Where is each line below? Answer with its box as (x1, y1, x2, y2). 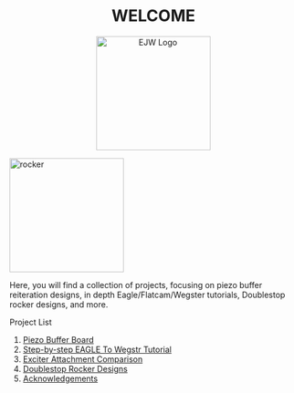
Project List (9, 316, 52, 327)
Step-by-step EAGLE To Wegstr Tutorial (22, 344, 172, 355)
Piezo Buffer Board (22, 334, 94, 345)
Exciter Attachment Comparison (22, 353, 143, 365)
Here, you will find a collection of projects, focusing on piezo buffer (9, 279, 263, 290)
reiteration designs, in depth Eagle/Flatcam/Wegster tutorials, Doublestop (9, 289, 286, 300)
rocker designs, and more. (9, 298, 109, 310)
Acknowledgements (22, 373, 99, 384)
